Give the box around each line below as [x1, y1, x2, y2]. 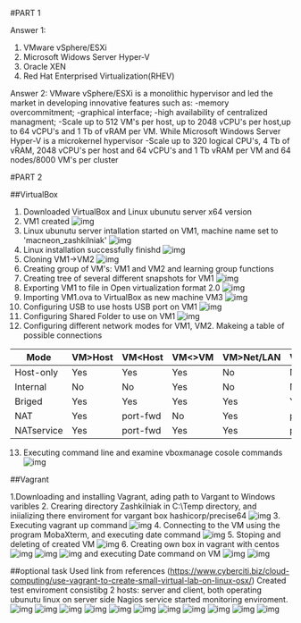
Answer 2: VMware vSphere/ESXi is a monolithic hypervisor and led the [10, 88, 273, 98]
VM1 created [22, 216, 71, 226]
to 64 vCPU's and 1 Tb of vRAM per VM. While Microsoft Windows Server [10, 126, 281, 137]
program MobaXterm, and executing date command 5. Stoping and [10, 529, 281, 540]
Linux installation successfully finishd [22, 245, 162, 255]
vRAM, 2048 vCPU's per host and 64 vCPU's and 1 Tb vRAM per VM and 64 [10, 145, 291, 156]
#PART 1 [10, 8, 41, 18]
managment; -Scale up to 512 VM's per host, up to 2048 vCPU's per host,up [10, 116, 291, 127]
